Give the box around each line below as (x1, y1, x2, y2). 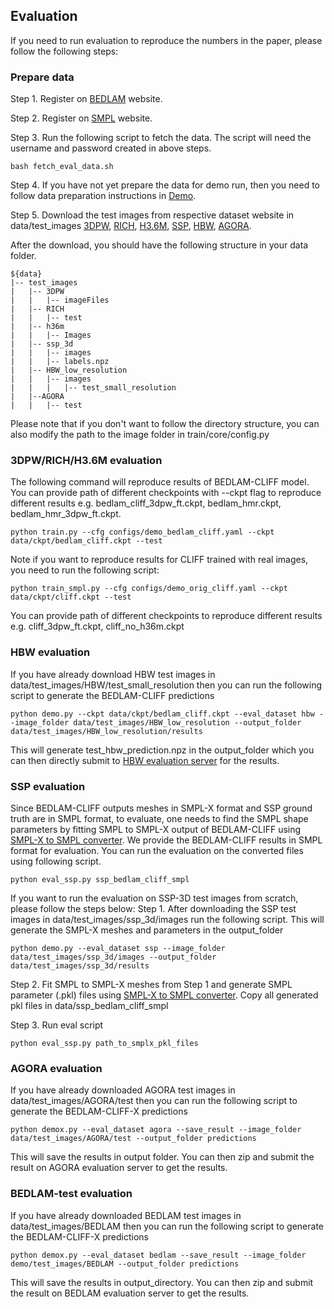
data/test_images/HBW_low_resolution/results (10, 726, 203, 736)
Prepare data (10, 70, 75, 84)
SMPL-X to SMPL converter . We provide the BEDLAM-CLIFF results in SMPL (10, 834, 323, 846)
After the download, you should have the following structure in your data (10, 239, 309, 251)
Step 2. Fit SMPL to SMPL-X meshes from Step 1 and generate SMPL (10, 979, 293, 990)
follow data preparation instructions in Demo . (10, 190, 197, 202)
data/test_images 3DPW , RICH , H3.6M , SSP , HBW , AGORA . (10, 220, 252, 232)
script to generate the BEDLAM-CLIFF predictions (10, 689, 215, 701)
